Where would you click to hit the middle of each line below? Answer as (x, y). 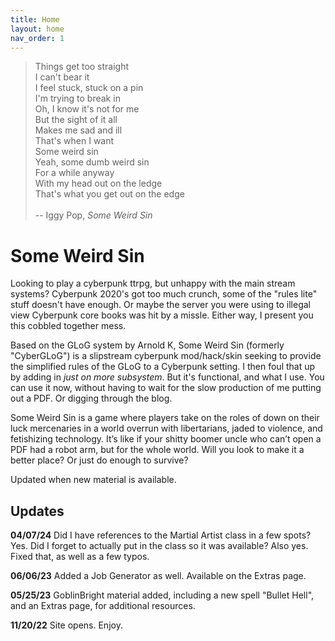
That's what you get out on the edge (109, 194)
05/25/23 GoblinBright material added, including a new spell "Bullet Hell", (162, 595)
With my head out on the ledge (98, 183)
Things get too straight (82, 67)
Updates (37, 511)
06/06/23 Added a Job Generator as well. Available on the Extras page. (158, 576)
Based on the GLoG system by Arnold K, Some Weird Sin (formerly (147, 345)
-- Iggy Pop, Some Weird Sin (93, 215)
